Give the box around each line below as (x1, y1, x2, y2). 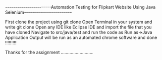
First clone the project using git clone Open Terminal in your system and (5, 19, 153, 25)
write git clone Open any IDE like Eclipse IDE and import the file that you (5, 24, 152, 30)
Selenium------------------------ (5, 9, 72, 15)
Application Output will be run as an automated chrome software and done (5, 34, 158, 40)
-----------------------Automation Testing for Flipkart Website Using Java (5, 4, 156, 10)
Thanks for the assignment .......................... (5, 49, 94, 55)
